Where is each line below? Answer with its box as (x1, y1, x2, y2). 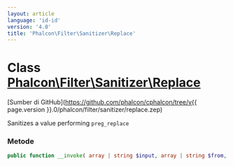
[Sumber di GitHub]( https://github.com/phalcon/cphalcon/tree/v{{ (7, 98, 197, 106)
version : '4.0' (7, 23, 52, 30)
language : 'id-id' (7, 17, 61, 24)
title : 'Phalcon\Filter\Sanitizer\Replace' (7, 29, 136, 37)
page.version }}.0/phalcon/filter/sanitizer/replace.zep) (7, 106, 163, 114)
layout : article (7, 10, 55, 18)
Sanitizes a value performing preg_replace (7, 119, 129, 127)
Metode (7, 137, 34, 146)
